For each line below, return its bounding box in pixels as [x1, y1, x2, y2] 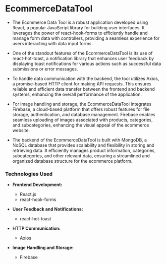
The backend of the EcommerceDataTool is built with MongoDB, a [12, 137, 147, 143]
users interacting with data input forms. [12, 40, 93, 46]
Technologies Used [5, 170, 53, 177]
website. [12, 127, 30, 133]
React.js [19, 192, 36, 198]
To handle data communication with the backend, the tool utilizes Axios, [12, 75, 160, 81]
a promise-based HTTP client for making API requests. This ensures [12, 80, 152, 87]
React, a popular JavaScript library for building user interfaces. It [12, 24, 145, 30]
